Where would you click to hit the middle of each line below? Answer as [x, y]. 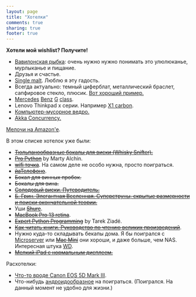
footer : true [22, 34]
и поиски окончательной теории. [56, 202]
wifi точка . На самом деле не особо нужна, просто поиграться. [94, 165]
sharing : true [23, 28]
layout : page [22, 11]
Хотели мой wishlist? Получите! [47, 50]
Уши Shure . [28, 209]
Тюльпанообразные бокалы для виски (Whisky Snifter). [84, 152]
